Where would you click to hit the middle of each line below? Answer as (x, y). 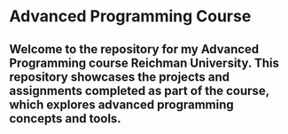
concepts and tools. (65, 118)
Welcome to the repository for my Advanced (134, 49)
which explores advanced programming (121, 104)
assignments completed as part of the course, (140, 91)
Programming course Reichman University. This (144, 63)
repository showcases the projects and (120, 77)
